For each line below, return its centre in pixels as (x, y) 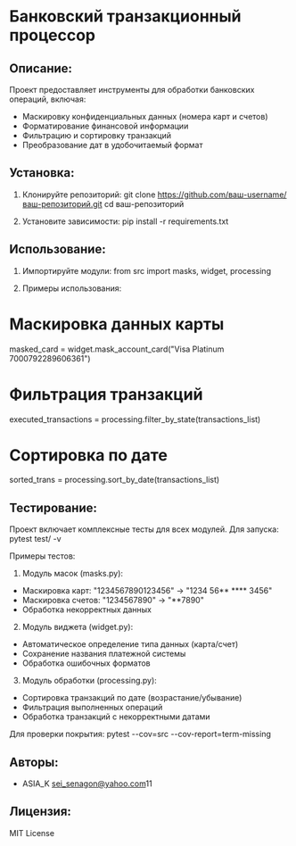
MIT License (32, 833)
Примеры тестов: (42, 556)
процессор (53, 35)
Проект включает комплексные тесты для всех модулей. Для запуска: (144, 529)
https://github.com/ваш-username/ (222, 195)
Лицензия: (40, 812)
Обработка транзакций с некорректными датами (116, 717)
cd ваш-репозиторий (144, 203)
